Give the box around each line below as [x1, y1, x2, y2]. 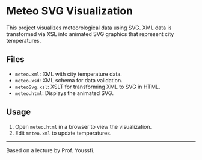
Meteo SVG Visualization [6, 4, 133, 18]
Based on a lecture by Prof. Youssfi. [6, 146, 95, 154]
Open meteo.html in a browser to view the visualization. [14, 123, 152, 130]
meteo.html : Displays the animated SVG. [14, 89, 114, 97]
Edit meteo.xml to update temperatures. [14, 129, 112, 137]
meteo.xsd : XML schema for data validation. [14, 76, 123, 84]
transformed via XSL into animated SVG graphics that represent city [6, 30, 174, 37]
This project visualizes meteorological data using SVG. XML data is [6, 24, 172, 31]
